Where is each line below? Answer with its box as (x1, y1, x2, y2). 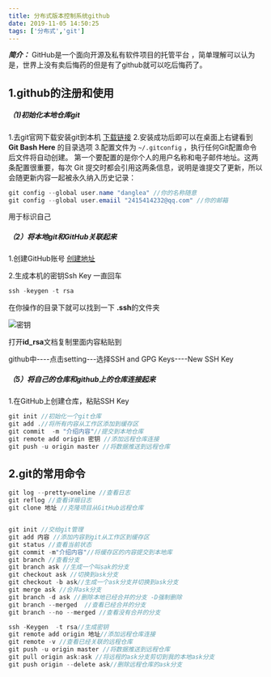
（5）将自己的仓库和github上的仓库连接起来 (8, 374, 156, 384)
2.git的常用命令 (8, 467, 86, 481)
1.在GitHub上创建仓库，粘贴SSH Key (8, 396, 129, 406)
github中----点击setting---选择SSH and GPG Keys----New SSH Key (8, 354, 234, 364)
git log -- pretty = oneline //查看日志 (8, 489, 131, 497)
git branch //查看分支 (8, 556, 80, 564)
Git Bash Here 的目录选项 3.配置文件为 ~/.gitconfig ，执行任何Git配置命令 (8, 142, 257, 152)
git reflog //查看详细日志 (8, 497, 92, 505)
